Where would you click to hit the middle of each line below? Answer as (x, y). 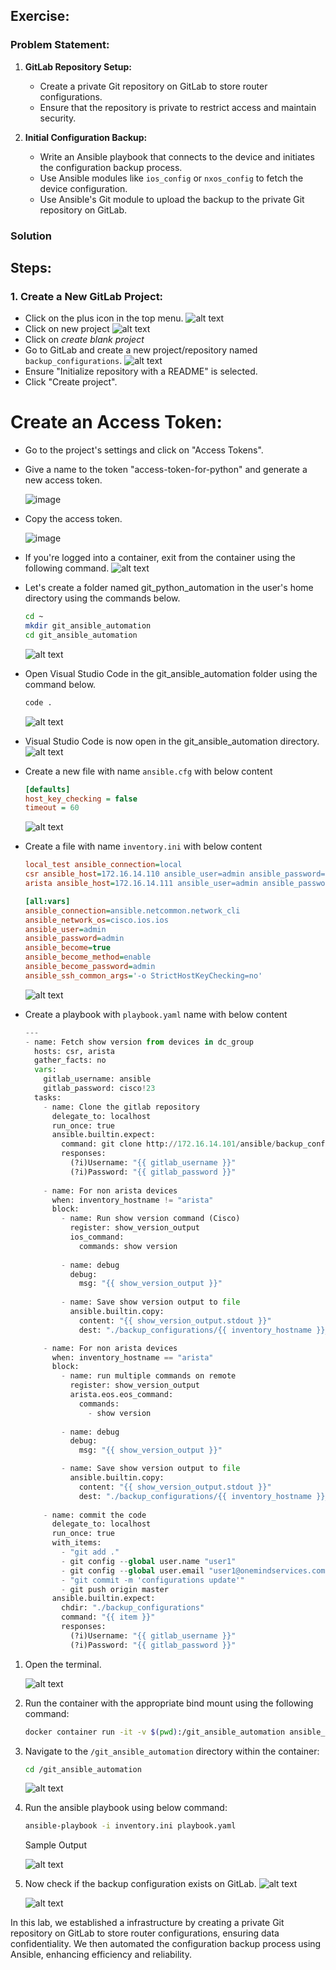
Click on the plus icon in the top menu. (104, 318)
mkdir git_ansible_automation (88, 626)
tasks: (48, 1097)
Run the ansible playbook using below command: (126, 1808)
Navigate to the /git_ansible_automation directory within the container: (172, 1751)
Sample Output (55, 1845)
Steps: (31, 268)
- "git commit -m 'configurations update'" (153, 1580)
